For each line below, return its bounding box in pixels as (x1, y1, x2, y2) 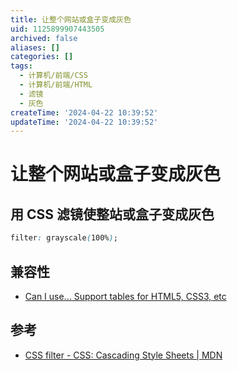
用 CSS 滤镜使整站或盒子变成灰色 (10, 206, 215, 223)
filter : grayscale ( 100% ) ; (10, 233, 118, 243)
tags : (10, 61, 33, 71)
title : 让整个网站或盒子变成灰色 (10, 14, 132, 25)
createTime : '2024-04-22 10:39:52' (10, 107, 159, 118)
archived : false (10, 33, 78, 43)
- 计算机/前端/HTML (19, 80, 93, 90)
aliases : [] (10, 42, 60, 53)
